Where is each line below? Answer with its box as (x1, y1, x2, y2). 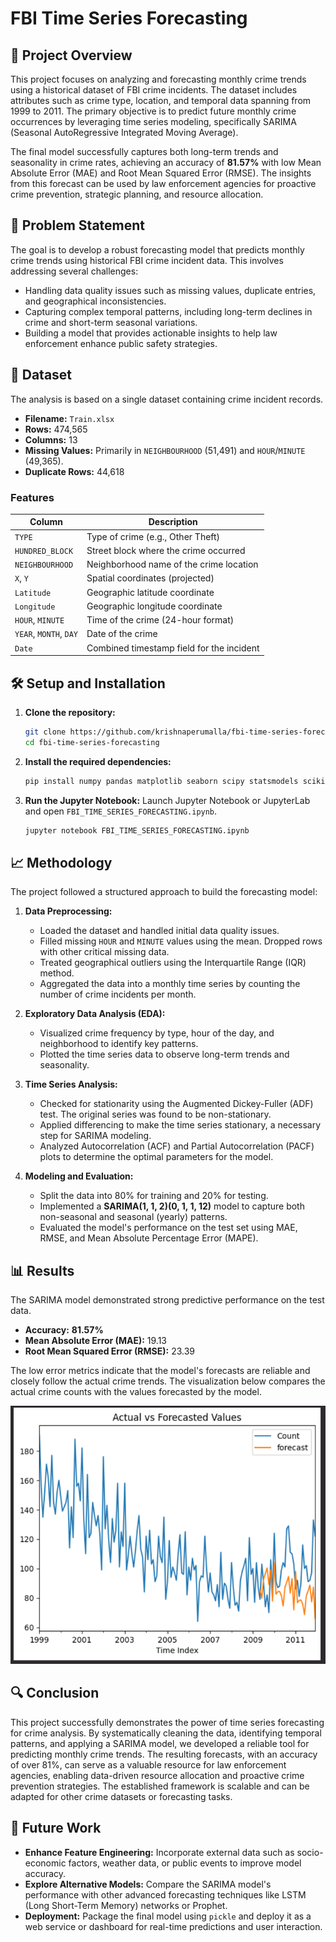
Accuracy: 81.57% (24, 1324, 104, 1336)
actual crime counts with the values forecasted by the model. (10, 1386, 262, 1398)
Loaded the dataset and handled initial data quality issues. (39, 925, 280, 937)
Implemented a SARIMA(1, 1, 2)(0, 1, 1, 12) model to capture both (39, 1200, 305, 1212)
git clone (24, 727, 67, 737)
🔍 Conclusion (10, 1685, 100, 1702)
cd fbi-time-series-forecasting (24, 737, 160, 747)
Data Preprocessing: (24, 905, 113, 917)
